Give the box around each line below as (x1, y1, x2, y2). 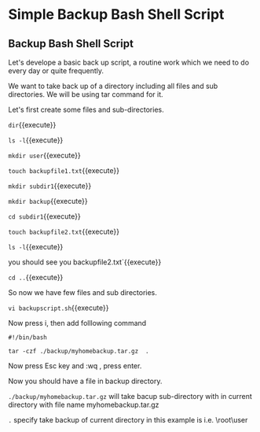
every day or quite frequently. (8, 66, 104, 76)
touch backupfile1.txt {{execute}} (8, 166, 120, 175)
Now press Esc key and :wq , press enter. (8, 361, 142, 371)
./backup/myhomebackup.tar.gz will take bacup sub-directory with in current (8, 392, 253, 401)
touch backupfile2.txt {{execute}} (8, 227, 120, 236)
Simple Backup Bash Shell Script (8, 6, 225, 24)
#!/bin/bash (8, 334, 47, 342)
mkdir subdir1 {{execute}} (8, 181, 92, 190)
